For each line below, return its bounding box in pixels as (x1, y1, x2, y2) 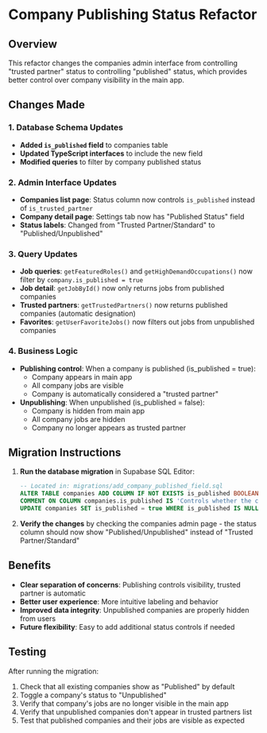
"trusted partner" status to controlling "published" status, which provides (8, 67, 248, 76)
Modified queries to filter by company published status (19, 157, 202, 166)
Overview (8, 37, 58, 51)
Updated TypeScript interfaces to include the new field (19, 149, 203, 158)
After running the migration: (8, 666, 99, 676)
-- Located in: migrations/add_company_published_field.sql (19, 483, 223, 491)
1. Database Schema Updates (8, 122, 123, 133)
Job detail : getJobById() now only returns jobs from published (19, 284, 225, 293)
